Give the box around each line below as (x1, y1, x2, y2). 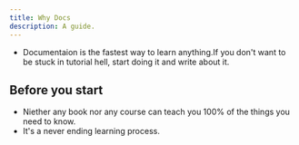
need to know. (22, 116, 76, 127)
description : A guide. (9, 22, 95, 31)
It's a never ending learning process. (22, 126, 161, 137)
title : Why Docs (9, 13, 71, 23)
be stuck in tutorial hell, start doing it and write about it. (22, 56, 230, 67)
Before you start (9, 82, 104, 98)
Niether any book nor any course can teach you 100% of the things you (22, 106, 291, 118)
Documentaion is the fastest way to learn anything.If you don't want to (22, 46, 286, 57)
